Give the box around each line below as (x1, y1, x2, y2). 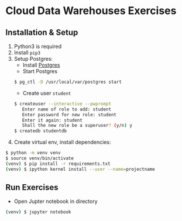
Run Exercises (5, 182, 59, 192)
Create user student (22, 89, 71, 96)
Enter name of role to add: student (22, 106, 112, 112)
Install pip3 (13, 49, 41, 56)
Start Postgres (22, 68, 58, 74)
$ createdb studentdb (13, 128, 67, 134)
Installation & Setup (5, 27, 78, 37)
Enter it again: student (22, 117, 83, 123)
